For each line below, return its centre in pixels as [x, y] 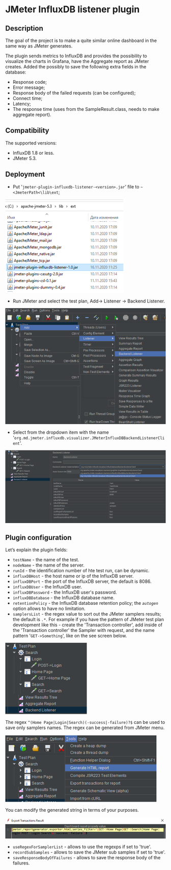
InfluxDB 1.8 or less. [33, 153]
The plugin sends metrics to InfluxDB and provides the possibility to [76, 56]
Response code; [30, 82]
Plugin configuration [39, 537]
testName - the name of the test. [46, 559]
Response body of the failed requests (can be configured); [74, 93]
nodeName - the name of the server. [49, 565]
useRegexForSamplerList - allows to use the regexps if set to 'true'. [82, 847]
